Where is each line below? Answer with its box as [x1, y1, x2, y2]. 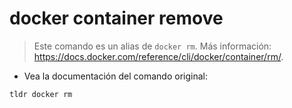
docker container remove [9, 7, 224, 30]
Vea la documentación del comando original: [23, 70, 208, 82]
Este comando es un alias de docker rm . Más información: [33, 40, 272, 52]
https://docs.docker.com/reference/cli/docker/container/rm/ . [33, 50, 284, 62]
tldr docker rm [9, 89, 73, 99]
